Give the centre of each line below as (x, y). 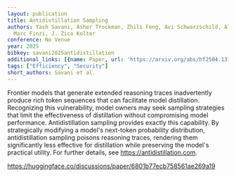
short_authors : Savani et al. (52, 72)
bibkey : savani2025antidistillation (61, 53)
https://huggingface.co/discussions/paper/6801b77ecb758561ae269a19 (111, 166)
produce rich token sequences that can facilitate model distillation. (104, 100)
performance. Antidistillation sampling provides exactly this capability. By (113, 122)
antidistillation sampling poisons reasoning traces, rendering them (103, 137)
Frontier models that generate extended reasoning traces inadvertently (110, 93)
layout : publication (38, 14)
